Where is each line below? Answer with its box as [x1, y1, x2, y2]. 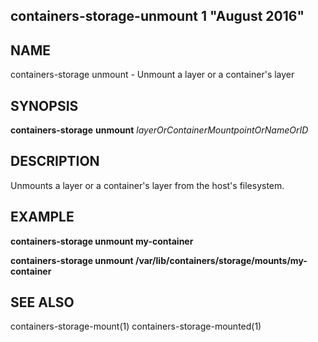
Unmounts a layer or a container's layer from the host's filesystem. [10, 179, 285, 191]
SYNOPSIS [10, 97, 79, 114]
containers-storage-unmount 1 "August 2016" [10, 8, 305, 25]
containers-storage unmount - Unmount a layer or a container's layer [10, 69, 295, 81]
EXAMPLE [10, 209, 75, 226]
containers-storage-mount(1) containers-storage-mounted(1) [10, 320, 262, 333]
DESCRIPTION [10, 153, 100, 170]
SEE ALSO [10, 294, 75, 311]
